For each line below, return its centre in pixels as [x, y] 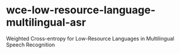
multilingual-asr [46, 22]
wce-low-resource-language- [81, 10]
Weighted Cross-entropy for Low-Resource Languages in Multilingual [90, 38]
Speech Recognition [31, 45]
